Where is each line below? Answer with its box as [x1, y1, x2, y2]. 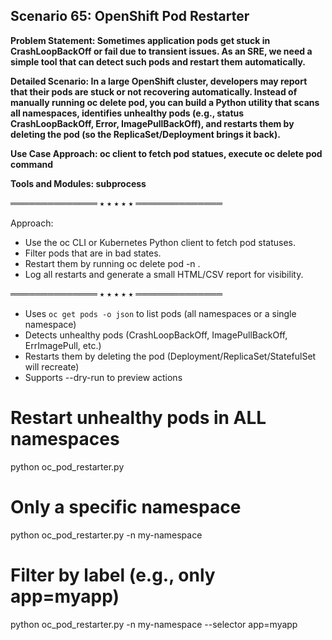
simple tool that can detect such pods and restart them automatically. [10, 55, 306, 68]
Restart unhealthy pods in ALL [10, 407, 267, 429]
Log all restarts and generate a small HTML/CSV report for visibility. [24, 268, 304, 280]
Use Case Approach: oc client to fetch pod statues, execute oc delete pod [10, 147, 323, 159]
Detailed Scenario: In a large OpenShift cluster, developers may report [10, 75, 308, 87]
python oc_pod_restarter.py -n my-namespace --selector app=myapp [10, 618, 298, 630]
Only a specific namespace [10, 495, 242, 518]
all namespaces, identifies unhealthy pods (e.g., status [10, 107, 245, 119]
